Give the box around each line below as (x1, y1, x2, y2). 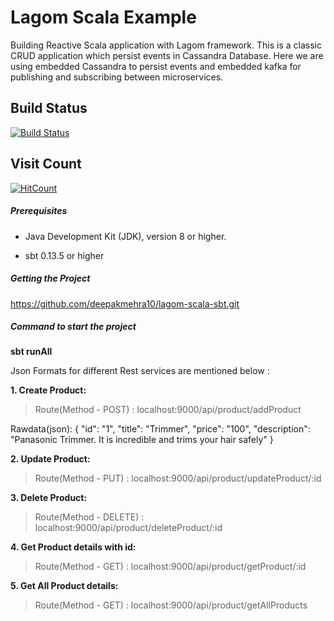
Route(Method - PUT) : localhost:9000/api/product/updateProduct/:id (34, 472, 322, 485)
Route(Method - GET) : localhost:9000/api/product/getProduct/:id (34, 561, 307, 573)
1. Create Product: (10, 384, 87, 396)
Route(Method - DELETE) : (34, 511, 145, 523)
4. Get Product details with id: (10, 541, 137, 553)
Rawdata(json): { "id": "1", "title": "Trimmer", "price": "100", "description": (10, 423, 311, 435)
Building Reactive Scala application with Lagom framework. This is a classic (10, 39, 322, 51)
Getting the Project (10, 272, 91, 285)
